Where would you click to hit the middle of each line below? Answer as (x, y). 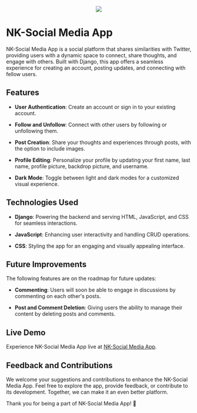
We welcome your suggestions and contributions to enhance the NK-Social (97, 379)
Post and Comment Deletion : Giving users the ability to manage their (98, 308)
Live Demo (26, 332)
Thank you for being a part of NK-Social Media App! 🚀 (71, 403)
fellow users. (21, 74)
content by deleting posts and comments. (65, 314)
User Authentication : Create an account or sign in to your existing (95, 107)
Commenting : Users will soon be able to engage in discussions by (95, 290)
